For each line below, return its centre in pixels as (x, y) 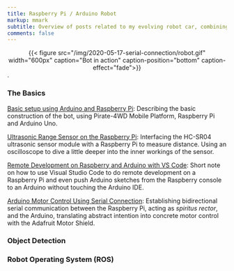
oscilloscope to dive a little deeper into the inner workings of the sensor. (111, 151)
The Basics (26, 93)
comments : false (31, 33)
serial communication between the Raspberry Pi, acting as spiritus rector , (112, 208)
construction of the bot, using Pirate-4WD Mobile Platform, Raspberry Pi (111, 116)
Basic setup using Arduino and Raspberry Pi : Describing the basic (102, 108)
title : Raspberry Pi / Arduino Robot (62, 14)
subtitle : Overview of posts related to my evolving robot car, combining (118, 26)
